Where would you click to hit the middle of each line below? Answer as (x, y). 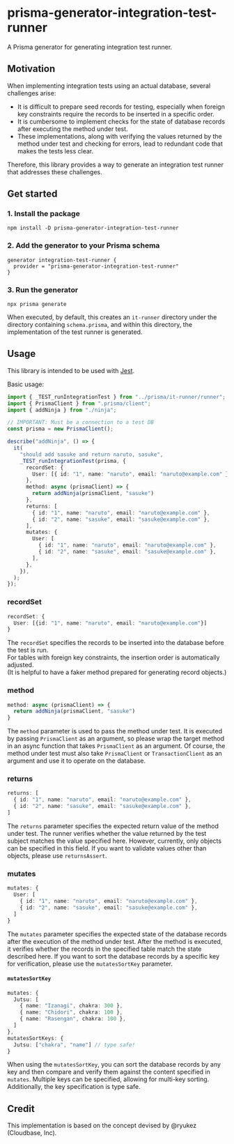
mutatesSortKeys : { (36, 1038)
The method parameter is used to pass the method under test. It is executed (115, 731)
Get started (32, 194)
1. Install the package (44, 214)
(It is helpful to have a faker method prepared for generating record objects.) (117, 672)
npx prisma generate (37, 305)
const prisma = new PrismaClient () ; (60, 429)
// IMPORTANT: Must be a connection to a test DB (81, 422)
